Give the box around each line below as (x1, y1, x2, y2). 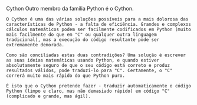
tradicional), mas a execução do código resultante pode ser (6, 37, 160, 43)
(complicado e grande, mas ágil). (6, 93, 91, 99)
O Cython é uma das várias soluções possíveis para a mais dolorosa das (6, 16, 189, 22)
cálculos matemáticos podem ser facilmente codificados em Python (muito (6, 26, 192, 32)
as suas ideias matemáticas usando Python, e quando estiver (6, 57, 160, 63)
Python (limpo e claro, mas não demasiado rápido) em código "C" (6, 88, 170, 94)
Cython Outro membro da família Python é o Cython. (6, 5, 134, 12)
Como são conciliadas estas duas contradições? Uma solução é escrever (6, 52, 186, 58)
